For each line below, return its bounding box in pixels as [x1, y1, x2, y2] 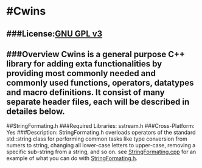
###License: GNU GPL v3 [6, 29, 103, 39]
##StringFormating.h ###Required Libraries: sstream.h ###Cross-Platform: [6, 122, 195, 130]
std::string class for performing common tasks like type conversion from [6, 135, 187, 142]
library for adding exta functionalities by [6, 58, 162, 69]
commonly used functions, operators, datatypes [6, 77, 194, 88]
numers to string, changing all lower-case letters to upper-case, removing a [6, 142, 196, 149]
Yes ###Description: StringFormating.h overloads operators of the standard [6, 129, 196, 136]
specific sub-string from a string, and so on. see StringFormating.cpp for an [6, 148, 197, 156]
